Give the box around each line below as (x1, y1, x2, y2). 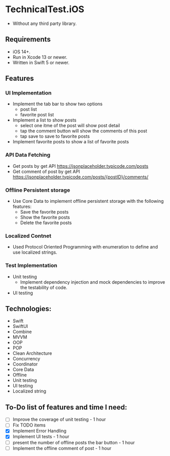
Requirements (5, 35, 51, 44)
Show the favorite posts (20, 215, 70, 221)
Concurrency (12, 356, 41, 362)
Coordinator (12, 361, 38, 367)
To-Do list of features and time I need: (5, 403, 127, 411)
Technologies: (5, 305, 52, 313)
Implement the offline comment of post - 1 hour (12, 445, 112, 451)
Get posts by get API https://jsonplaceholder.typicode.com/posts (12, 163, 149, 169)
